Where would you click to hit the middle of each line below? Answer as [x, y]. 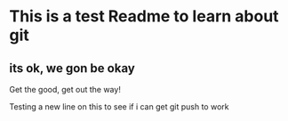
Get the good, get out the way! [65, 89]
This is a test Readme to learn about [144, 16]
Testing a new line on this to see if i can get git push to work [119, 107]
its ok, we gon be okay [72, 68]
